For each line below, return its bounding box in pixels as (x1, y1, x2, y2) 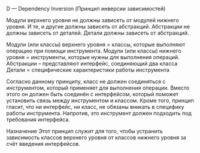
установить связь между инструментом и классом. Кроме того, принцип (6, 97, 194, 104)
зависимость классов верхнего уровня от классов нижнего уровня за (6, 134, 187, 141)
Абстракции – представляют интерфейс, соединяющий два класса (6, 60, 178, 67)
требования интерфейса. (6, 116, 70, 123)
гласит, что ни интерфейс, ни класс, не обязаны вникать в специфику (6, 103, 184, 110)
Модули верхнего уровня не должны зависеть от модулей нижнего (6, 17, 180, 23)
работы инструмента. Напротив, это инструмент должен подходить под (6, 110, 192, 117)
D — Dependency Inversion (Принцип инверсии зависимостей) (6, 5, 166, 12)
